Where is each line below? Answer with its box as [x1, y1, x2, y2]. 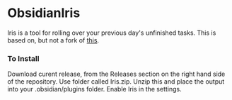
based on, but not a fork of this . [7, 35, 100, 44]
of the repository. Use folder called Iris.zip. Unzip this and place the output [7, 77, 225, 86]
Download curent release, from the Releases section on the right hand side [7, 70, 226, 79]
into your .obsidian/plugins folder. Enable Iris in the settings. [7, 85, 182, 94]
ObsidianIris [7, 5, 81, 21]
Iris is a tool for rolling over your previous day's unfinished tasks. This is [7, 28, 216, 37]
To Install [7, 53, 40, 63]
